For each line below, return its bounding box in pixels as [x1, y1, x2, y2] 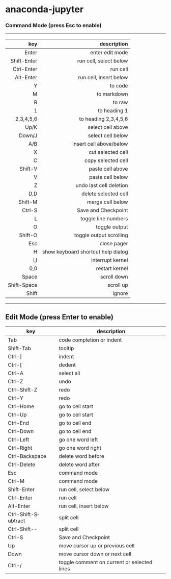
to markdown [96, 90, 128, 98]
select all [59, 369, 80, 377]
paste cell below [89, 174, 128, 181]
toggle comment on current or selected [59, 559, 153, 566]
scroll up [107, 282, 128, 289]
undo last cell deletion [75, 182, 128, 189]
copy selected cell [84, 157, 128, 164]
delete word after [59, 461, 100, 468]
